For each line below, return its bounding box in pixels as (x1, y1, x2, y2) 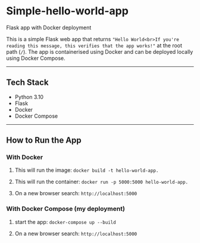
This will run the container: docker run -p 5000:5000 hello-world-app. (14, 178, 189, 186)
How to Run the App (6, 136, 82, 146)
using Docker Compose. (6, 54, 65, 61)
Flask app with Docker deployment (6, 24, 92, 31)
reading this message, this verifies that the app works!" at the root (6, 42, 183, 49)
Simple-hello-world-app (6, 4, 129, 18)
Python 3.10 (14, 93, 43, 100)
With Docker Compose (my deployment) (6, 205, 125, 213)
